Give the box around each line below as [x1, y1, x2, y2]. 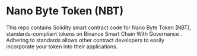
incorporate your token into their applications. [6, 43, 118, 50]
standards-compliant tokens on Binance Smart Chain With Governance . [6, 30, 182, 37]
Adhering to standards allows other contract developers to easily [6, 36, 165, 43]
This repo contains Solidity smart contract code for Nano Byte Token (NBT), [6, 24, 191, 31]
